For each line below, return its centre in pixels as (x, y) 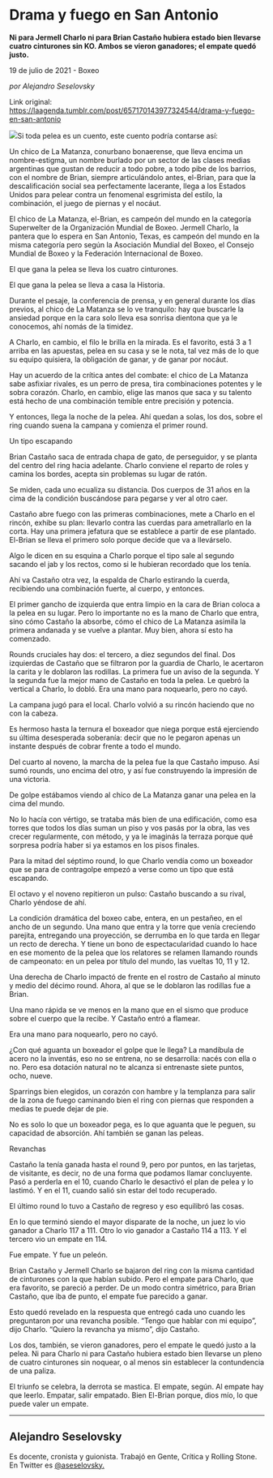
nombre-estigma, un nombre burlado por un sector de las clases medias (130, 160)
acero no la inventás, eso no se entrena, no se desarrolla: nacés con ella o (133, 1058)
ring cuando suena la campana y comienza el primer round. (109, 425)
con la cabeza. (34, 713)
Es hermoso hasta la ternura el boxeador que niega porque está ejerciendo (134, 728)
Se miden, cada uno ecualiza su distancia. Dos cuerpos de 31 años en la (130, 489)
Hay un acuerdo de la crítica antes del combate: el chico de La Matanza (129, 375)
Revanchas (28, 1149)
